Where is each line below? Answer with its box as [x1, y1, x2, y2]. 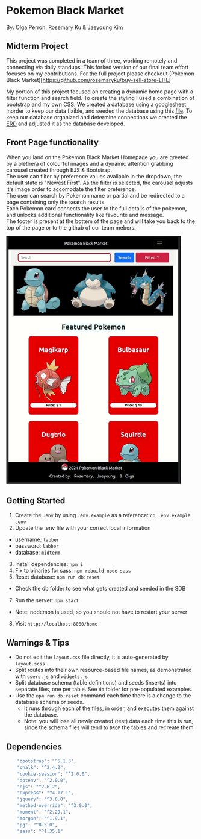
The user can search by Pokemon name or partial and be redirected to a [6, 192, 185, 199]
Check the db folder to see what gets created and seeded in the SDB [14, 585, 186, 592]
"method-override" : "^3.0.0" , [17, 803, 93, 809]
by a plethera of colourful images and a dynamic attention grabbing [6, 160, 173, 167]
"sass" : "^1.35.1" [17, 828, 63, 834]
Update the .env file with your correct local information [14, 524, 151, 532]
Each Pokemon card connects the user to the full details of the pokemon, [6, 204, 187, 212]
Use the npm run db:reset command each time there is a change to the [14, 692, 191, 699]
